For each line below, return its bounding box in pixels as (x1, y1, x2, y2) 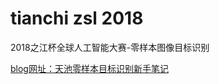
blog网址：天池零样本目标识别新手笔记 (10, 62, 169, 74)
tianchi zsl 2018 (10, 7, 144, 30)
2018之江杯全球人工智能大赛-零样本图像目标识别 (10, 41, 210, 53)
